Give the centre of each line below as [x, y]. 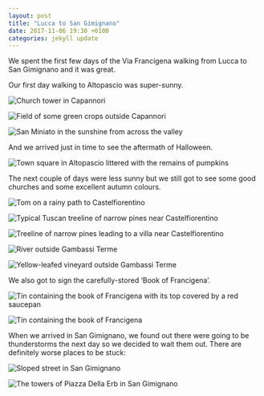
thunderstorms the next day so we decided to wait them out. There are [125, 344]
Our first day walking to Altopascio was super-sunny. [96, 85]
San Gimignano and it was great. [62, 70]
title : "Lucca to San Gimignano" [64, 23]
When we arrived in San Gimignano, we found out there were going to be [129, 336]
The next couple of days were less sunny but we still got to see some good [132, 178]
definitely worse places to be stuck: [67, 353]
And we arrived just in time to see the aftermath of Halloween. [111, 147]
